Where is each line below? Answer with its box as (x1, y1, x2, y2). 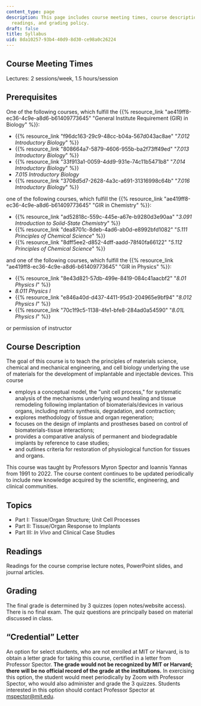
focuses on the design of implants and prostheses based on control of (14, 420, 188, 428)
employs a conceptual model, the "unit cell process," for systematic (14, 388, 182, 396)
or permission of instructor (6, 325, 72, 332)
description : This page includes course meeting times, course (6, 14, 167, 20)
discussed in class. (6, 614, 53, 621)
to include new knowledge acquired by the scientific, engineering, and (6, 476, 179, 483)
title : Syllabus (6, 31, 47, 37)
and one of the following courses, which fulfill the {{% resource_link (6, 256, 173, 264)
